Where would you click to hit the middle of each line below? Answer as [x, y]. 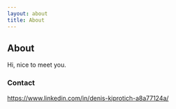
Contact [21, 83]
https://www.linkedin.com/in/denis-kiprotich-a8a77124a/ [88, 98]
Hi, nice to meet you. [37, 65]
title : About [26, 20]
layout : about [28, 14]
